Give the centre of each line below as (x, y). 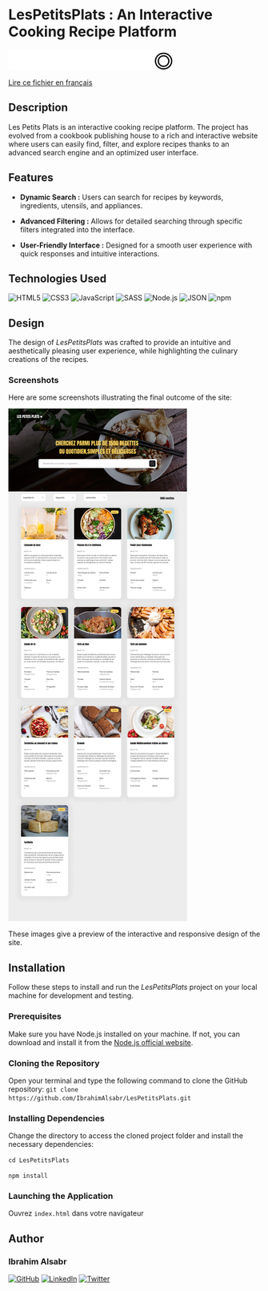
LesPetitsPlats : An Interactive (111, 15)
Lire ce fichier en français (50, 82)
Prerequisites (35, 1016)
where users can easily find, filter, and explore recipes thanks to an (119, 144)
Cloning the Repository (54, 1063)
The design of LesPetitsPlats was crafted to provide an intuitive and (120, 343)
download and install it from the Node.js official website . (101, 1042)
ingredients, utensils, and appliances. (81, 205)
